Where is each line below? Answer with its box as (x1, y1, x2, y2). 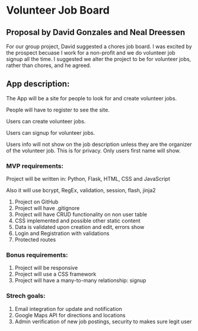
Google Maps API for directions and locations (14, 311, 126, 319)
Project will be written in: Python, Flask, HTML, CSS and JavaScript (6, 176, 171, 183)
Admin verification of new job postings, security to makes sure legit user (14, 318, 192, 325)
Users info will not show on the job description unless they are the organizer (6, 141, 193, 148)
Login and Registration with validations (14, 230, 110, 237)
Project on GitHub (14, 198, 59, 205)
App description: (6, 79, 70, 89)
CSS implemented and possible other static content (14, 217, 140, 224)
